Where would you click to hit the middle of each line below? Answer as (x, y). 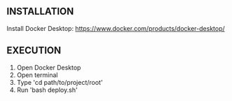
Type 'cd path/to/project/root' (60, 82)
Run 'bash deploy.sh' (47, 90)
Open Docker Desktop (49, 67)
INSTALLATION (40, 12)
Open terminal (37, 75)
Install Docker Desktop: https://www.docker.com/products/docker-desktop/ (116, 28)
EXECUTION (34, 51)
